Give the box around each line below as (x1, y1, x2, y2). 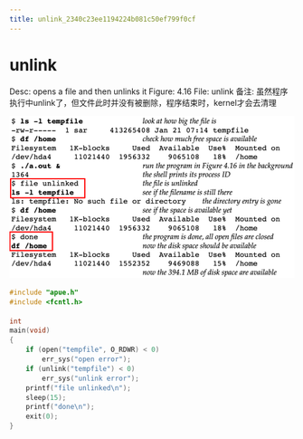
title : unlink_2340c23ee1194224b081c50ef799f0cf (9, 14, 196, 24)
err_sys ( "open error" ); (42, 355, 131, 364)
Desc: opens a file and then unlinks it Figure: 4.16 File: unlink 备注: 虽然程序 (9, 86, 289, 97)
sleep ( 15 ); (25, 393, 67, 402)
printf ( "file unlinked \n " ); (25, 383, 131, 393)
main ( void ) (9, 326, 51, 335)
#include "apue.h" (9, 288, 79, 297)
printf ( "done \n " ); (25, 403, 95, 412)
